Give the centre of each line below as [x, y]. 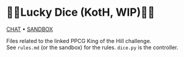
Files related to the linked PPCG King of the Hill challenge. [79, 41]
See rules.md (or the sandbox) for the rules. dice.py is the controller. [92, 47]
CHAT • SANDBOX [30, 29]
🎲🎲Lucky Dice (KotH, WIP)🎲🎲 [81, 12]
